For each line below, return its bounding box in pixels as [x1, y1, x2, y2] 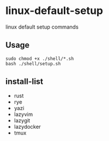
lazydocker [13, 123, 42, 130]
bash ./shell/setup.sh [5, 61, 61, 66]
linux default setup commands [5, 23, 79, 30]
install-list [5, 77, 43, 87]
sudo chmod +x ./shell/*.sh [5, 55, 74, 62]
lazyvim [13, 111, 33, 118]
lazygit [13, 117, 30, 124]
